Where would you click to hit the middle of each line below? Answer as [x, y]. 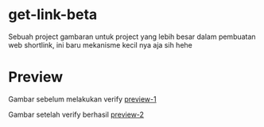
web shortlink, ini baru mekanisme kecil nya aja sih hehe [100, 44]
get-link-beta [53, 15]
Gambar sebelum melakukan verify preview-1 [82, 99]
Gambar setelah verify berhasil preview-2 [76, 114]
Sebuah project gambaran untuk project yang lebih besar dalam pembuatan [132, 37]
